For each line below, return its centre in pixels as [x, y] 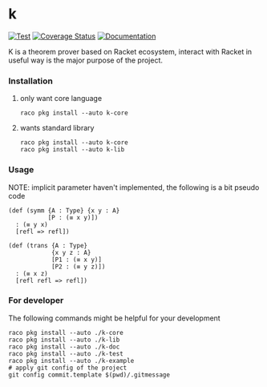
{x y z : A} [71, 252]
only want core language [61, 99]
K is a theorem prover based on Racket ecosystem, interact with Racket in [130, 51]
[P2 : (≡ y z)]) [78, 266]
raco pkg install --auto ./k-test [66, 353]
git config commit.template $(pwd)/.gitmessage [89, 375]
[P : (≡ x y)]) [73, 217]
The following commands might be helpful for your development [114, 318]
